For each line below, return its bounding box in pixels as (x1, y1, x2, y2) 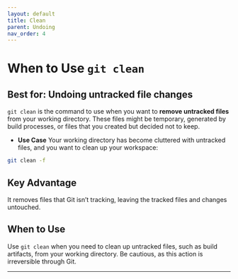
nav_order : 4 (7, 30, 46, 37)
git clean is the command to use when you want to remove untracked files (7, 107, 229, 116)
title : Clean (7, 17, 46, 24)
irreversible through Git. (7, 257, 76, 266)
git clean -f (7, 157, 46, 165)
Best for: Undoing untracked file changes (7, 88, 193, 100)
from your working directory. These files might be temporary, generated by (7, 114, 227, 124)
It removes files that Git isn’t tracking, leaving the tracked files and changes (7, 195, 227, 203)
